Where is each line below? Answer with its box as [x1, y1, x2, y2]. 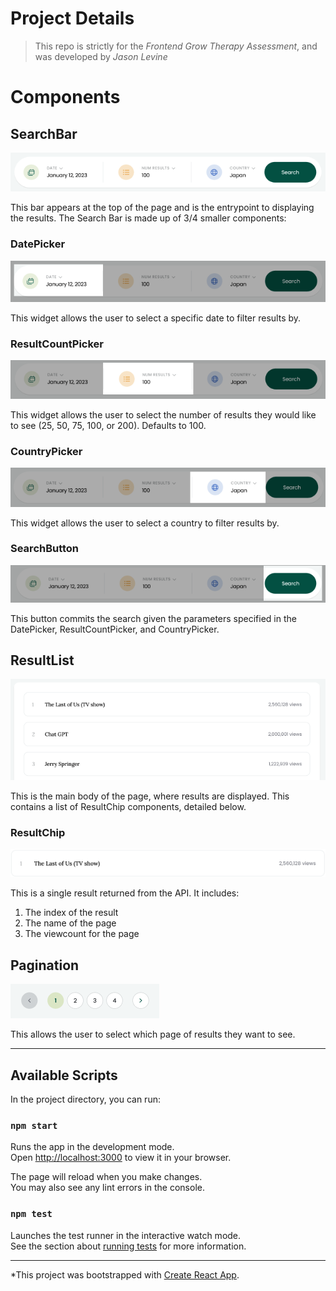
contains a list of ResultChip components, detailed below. [10, 801, 247, 813]
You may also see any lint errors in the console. [10, 1182, 205, 1194]
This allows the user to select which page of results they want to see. [10, 1028, 296, 1041]
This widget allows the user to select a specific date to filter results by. [10, 312, 302, 324]
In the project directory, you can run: [10, 1093, 161, 1105]
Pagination [10, 957, 80, 974]
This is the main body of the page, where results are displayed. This [10, 790, 290, 802]
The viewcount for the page [24, 928, 140, 940]
